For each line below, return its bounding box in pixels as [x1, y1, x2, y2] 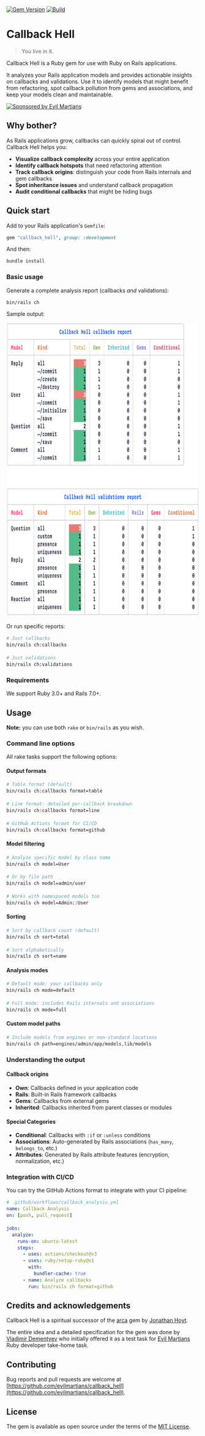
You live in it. [21, 47, 54, 55]
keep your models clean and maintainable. [6, 91, 113, 98]
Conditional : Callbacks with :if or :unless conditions [15, 1132, 151, 1139]
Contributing [6, 1359, 56, 1370]
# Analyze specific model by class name [6, 854, 111, 861]
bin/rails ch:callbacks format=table [6, 788, 103, 794]
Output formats [6, 767, 47, 774]
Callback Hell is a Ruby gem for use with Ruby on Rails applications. [6, 59, 177, 67]
